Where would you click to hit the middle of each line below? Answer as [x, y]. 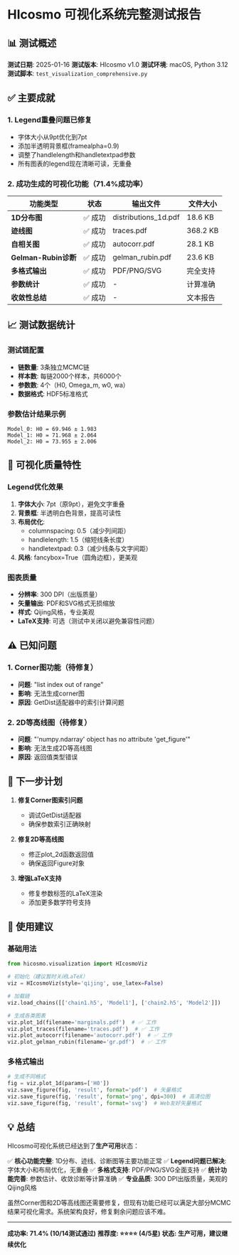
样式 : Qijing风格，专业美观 [56, 612]
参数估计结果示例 [37, 414]
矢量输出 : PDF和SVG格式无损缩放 [66, 603]
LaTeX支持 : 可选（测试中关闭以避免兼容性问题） [88, 621]
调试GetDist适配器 [55, 815]
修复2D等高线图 [41, 839]
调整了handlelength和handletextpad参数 [77, 154]
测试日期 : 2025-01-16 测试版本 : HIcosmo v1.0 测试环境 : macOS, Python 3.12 [118, 64]
